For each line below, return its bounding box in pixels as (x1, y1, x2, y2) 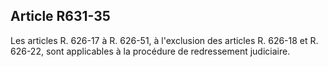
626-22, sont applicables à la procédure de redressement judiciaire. (10, 45, 291, 57)
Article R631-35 (10, 8, 111, 25)
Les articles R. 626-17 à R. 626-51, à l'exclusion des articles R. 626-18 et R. (10, 34, 319, 46)
